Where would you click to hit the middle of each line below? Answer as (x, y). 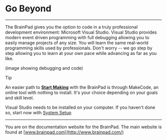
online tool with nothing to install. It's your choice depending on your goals (82, 93)
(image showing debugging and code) (44, 68)
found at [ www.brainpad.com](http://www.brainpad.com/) (65, 132)
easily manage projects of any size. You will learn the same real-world (77, 43)
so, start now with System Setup (38, 112)
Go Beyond (28, 9)
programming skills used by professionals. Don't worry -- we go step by (79, 48)
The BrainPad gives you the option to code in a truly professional (72, 27)
